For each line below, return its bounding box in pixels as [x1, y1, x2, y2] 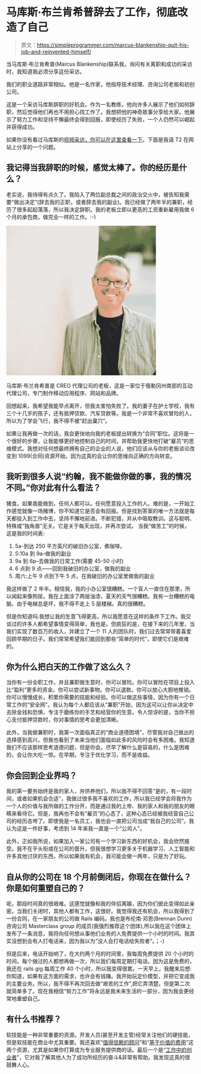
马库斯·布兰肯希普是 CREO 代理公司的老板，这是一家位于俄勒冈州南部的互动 [6, 382, 193, 389]
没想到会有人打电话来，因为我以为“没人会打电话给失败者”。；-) [11, 938, 165, 944]
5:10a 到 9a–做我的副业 [14, 550, 72, 557]
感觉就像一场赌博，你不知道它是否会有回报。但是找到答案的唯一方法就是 [11, 507, 190, 515]
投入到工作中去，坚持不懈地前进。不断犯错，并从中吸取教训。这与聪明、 [16, 515, 195, 522]
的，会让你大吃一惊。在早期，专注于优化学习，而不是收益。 [6, 752, 153, 759]
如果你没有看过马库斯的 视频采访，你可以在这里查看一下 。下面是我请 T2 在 [6, 136, 189, 143]
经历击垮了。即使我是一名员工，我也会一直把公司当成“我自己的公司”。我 [16, 817, 194, 824]
